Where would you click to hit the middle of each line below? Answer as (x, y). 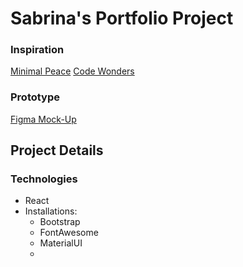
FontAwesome (69, 233)
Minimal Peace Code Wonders (72, 71)
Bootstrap (60, 222)
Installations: (51, 211)
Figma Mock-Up (43, 119)
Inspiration (37, 50)
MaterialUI (61, 243)
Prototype (35, 97)
